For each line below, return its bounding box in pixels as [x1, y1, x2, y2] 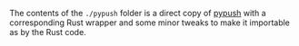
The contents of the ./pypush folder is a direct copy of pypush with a [9, 8, 266, 18]
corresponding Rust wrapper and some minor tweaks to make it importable [9, 17, 291, 28]
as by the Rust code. [9, 27, 86, 37]
